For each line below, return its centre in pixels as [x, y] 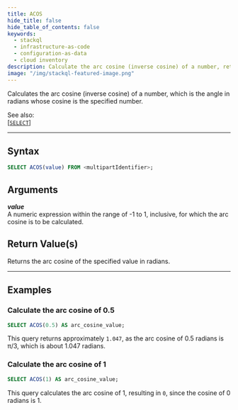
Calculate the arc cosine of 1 [57, 365]
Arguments [33, 190]
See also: [21, 115]
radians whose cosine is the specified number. [75, 101]
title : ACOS [25, 14]
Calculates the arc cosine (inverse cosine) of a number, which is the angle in [119, 94]
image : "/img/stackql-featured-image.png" [71, 73]
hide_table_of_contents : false [53, 27]
